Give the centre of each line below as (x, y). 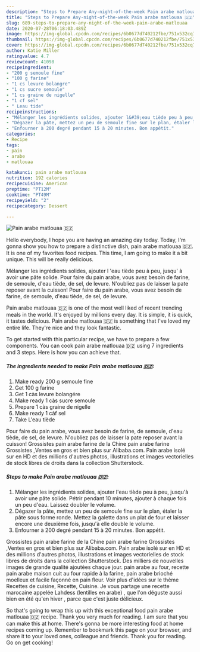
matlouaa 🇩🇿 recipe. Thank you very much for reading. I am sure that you (97, 617)
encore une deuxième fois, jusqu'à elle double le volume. (85, 524)
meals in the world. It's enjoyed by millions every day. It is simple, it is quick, (99, 315)
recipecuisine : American (37, 184)
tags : (13, 145)
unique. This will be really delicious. (50, 259)
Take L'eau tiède (35, 420)
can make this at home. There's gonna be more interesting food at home (95, 624)
